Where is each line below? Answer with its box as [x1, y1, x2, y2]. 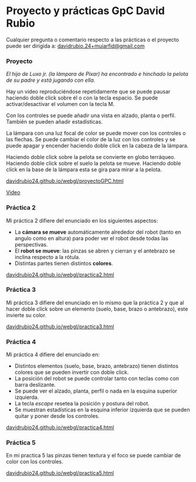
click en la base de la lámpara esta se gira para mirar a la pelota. [6, 166, 162, 173]
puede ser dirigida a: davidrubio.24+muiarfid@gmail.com [6, 42, 145, 49]
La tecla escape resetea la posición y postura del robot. [14, 400, 150, 407]
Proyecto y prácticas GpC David [6, 4, 165, 18]
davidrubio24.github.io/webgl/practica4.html [6, 424, 115, 431]
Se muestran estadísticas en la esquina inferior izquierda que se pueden [14, 406, 190, 413]
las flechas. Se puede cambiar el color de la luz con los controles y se [6, 136, 175, 143]
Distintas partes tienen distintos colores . [14, 260, 114, 267]
